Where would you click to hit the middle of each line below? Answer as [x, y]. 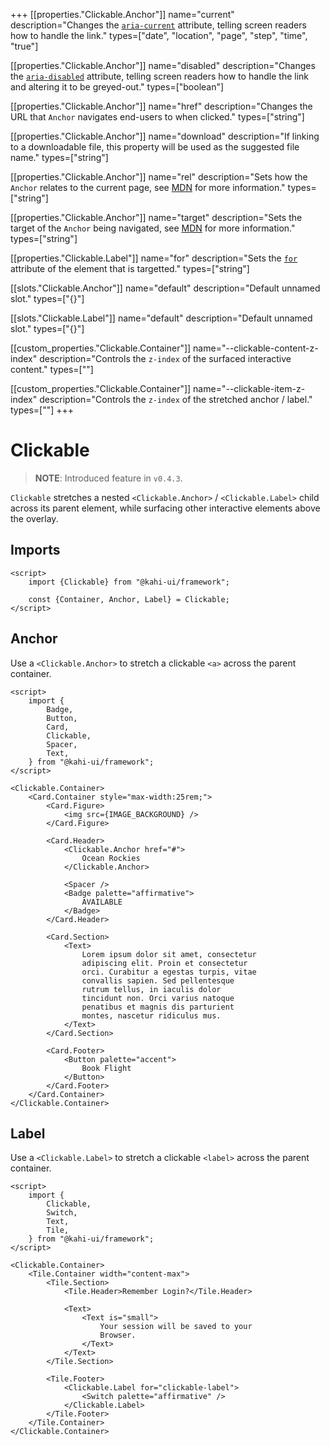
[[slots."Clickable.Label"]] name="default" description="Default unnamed [161, 318]
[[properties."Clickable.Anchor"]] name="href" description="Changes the [161, 106]
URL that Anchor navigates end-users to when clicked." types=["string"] [157, 117]
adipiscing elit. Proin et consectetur [164, 963]
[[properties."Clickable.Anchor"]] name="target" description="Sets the [156, 217]
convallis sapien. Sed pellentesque [158, 980]
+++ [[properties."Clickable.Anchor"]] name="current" [122, 14]
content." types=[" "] [52, 369]
